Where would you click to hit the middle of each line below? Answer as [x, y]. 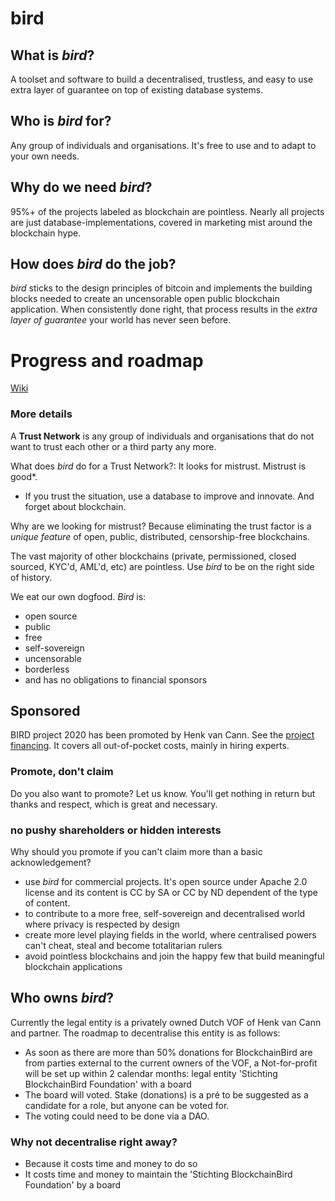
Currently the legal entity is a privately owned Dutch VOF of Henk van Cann [166, 1022]
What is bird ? [52, 55]
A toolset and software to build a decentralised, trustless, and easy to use [162, 79]
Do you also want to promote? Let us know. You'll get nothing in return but [163, 793]
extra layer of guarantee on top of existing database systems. [137, 90]
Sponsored [45, 711]
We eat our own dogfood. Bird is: [78, 596]
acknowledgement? [51, 863]
